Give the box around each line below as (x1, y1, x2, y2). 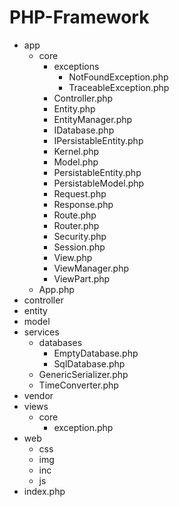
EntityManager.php (53, 113, 133, 125)
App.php (38, 283, 75, 295)
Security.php (53, 230, 107, 242)
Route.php (53, 209, 97, 221)
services (23, 326, 60, 338)
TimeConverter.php (38, 379, 119, 391)
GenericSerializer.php (38, 368, 129, 380)
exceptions (53, 60, 100, 72)
